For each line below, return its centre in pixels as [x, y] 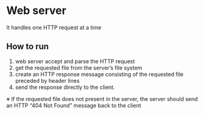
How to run [28, 47]
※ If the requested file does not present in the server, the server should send [102, 99]
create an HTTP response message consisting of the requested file [99, 74]
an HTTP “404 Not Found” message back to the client [74, 105]
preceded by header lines [47, 80]
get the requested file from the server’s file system [79, 68]
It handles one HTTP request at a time [54, 27]
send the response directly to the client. [65, 87]
